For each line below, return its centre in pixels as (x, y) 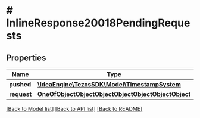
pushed (20, 84)
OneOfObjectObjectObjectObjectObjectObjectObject (114, 94)
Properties (26, 58)
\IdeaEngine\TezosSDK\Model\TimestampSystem (110, 84)
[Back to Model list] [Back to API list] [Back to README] (74, 109)
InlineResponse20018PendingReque (98, 23)
